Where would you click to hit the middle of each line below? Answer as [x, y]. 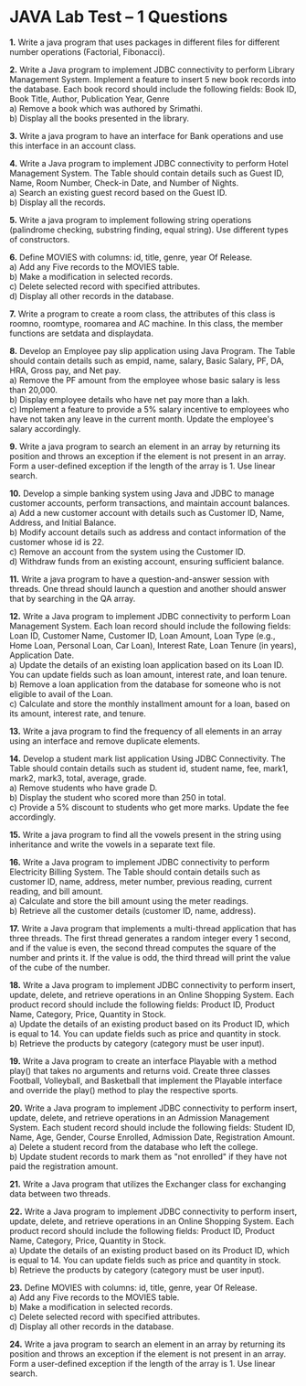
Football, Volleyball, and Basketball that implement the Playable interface [146, 1080]
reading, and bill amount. [56, 891]
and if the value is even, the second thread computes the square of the [143, 948]
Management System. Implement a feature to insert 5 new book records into [153, 79]
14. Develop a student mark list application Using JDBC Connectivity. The [148, 758]
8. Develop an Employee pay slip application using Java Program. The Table [153, 350]
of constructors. [40, 239]
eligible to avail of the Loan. [61, 693]
